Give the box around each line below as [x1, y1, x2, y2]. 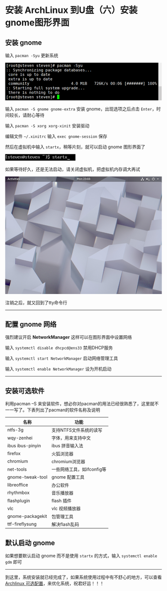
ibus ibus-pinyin [7, 442, 41, 448]
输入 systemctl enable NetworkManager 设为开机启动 [5, 366, 112, 372]
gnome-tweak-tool [7, 474, 48, 480]
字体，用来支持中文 [51, 435, 91, 441]
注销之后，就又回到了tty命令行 [5, 299, 68, 305]
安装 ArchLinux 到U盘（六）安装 [5, 4, 138, 16]
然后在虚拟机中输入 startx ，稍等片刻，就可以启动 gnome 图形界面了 [5, 144, 146, 150]
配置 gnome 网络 [5, 320, 57, 328]
